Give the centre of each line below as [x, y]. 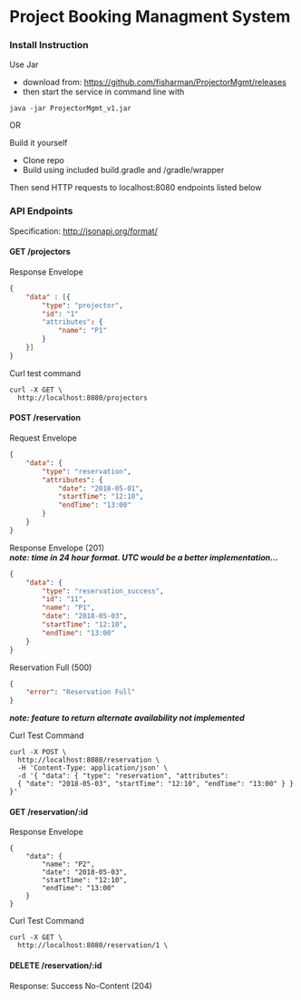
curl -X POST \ [38, 752]
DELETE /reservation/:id [56, 965]
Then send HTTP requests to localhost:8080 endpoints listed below [136, 188]
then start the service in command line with [103, 92]
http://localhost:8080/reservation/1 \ [93, 946]
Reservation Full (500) [51, 667]
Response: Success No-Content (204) [81, 985]
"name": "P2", [68, 864]
